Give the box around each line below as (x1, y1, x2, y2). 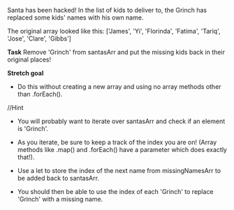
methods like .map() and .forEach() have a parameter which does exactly (17, 146, 227, 153)
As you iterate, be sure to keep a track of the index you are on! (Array (17, 138, 217, 146)
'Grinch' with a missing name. (17, 195, 103, 203)
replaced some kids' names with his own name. (7, 13, 144, 22)
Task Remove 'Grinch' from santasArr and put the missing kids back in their (7, 48, 226, 56)
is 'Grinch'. (17, 125, 49, 132)
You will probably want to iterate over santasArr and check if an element (17, 117, 226, 125)
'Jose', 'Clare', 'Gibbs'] (7, 34, 72, 43)
